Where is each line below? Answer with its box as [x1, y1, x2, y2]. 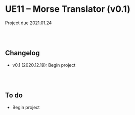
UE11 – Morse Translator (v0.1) [5, 3, 131, 15]
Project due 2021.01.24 [5, 20, 52, 26]
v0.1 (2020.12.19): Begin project [12, 62, 76, 68]
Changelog [5, 49, 40, 57]
